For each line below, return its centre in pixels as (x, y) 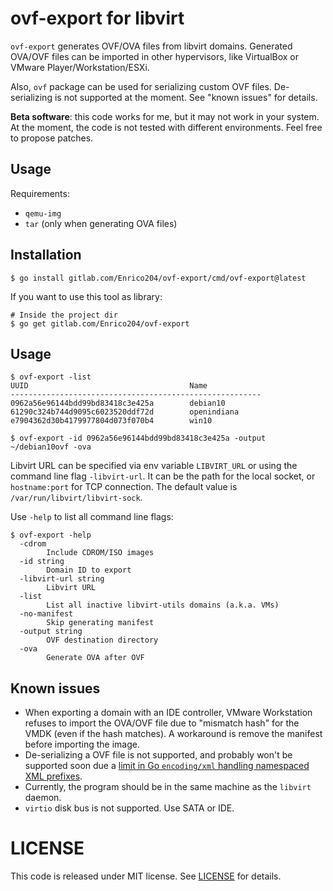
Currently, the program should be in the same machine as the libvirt (168, 787)
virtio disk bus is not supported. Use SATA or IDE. (129, 808)
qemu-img (43, 213)
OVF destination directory (102, 640)
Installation (46, 255)
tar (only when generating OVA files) (101, 223)
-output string (51, 632)
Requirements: (40, 193)
